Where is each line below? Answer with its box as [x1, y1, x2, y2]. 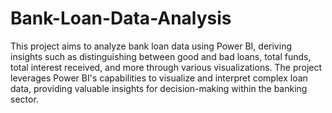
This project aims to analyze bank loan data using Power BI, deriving [10, 40, 292, 52]
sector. [10, 93, 39, 105]
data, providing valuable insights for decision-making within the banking [10, 82, 308, 94]
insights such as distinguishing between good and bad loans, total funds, [10, 50, 312, 62]
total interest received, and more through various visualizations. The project [10, 61, 323, 73]
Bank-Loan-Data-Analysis [10, 7, 232, 30]
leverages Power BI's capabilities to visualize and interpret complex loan [10, 72, 308, 84]
